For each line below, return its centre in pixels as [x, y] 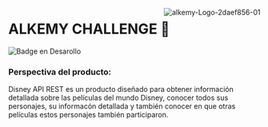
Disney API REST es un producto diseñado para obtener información [121, 89]
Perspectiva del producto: [60, 72]
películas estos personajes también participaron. [88, 115]
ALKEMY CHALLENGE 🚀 [89, 29]
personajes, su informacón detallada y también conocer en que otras [122, 106]
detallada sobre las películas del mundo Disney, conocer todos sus [118, 98]
